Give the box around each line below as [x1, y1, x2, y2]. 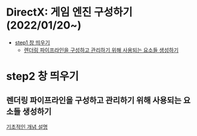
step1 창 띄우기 [14, 39, 50, 46]
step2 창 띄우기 [6, 70, 79, 84]
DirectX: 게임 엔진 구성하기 [6, 5, 133, 19]
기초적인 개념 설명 [6, 123, 48, 130]
